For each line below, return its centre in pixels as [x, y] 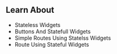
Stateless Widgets [37, 25]
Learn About [30, 10]
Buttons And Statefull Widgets [53, 31]
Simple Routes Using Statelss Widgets [63, 38]
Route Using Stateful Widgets [52, 44]
